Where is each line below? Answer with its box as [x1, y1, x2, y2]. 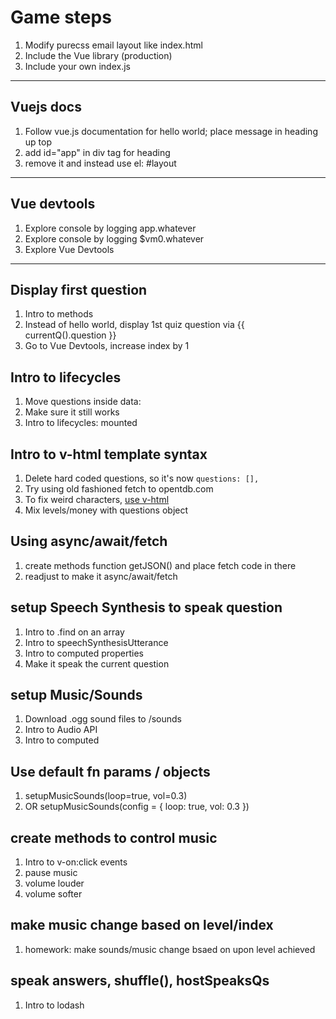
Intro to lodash [24, 999, 85, 1011]
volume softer [24, 888, 83, 900]
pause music [24, 867, 78, 879]
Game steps [10, 6, 112, 29]
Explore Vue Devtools [24, 243, 115, 255]
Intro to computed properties [24, 647, 144, 659]
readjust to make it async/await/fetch [24, 570, 178, 582]
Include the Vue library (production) [24, 49, 173, 61]
